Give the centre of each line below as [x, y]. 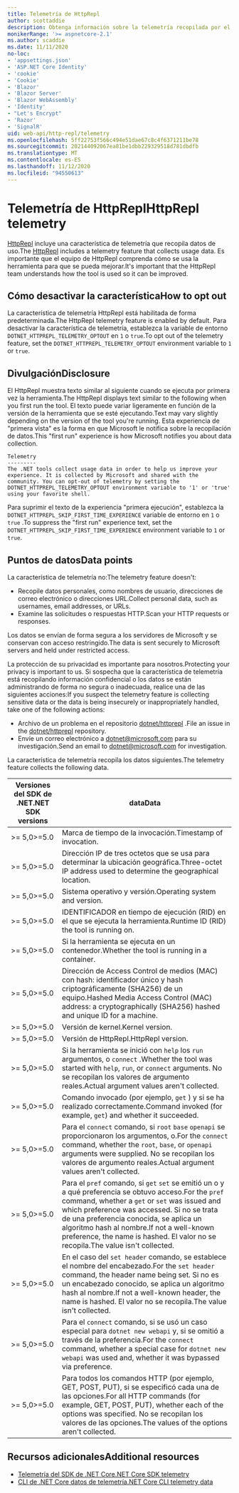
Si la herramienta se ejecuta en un [118, 942]
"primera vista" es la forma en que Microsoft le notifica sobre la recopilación [119, 429]
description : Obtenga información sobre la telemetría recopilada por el [119, 27]
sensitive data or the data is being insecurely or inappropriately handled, [113, 702]
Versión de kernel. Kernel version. [117, 1027]
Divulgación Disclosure [59, 373]
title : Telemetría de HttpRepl [54, 14]
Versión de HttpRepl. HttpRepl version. [125, 1038]
